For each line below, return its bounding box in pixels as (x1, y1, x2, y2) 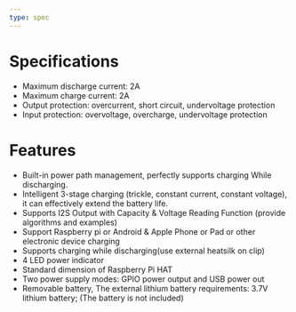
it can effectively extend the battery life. (21, 197, 169, 209)
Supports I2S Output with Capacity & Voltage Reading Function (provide (21, 207, 286, 218)
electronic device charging (21, 236, 120, 246)
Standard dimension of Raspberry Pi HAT (21, 264, 173, 275)
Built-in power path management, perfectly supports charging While (21, 170, 272, 180)
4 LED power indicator (21, 254, 105, 265)
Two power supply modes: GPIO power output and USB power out (21, 273, 265, 284)
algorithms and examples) (21, 217, 118, 228)
